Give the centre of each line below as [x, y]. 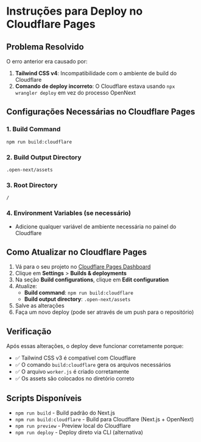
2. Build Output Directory [44, 157]
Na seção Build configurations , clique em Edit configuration [92, 280]
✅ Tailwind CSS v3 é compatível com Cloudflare [75, 358]
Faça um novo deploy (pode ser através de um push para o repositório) [104, 312]
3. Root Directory [32, 185]
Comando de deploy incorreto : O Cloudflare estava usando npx [95, 86]
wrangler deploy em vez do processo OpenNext [75, 92]
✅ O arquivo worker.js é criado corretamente [72, 372]
